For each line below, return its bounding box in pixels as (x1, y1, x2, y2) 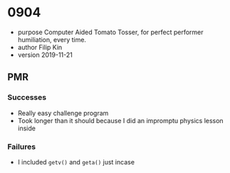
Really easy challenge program (17, 108, 109, 117)
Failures (7, 142, 36, 152)
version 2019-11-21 (17, 51, 73, 59)
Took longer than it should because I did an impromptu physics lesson (17, 116, 224, 125)
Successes (7, 93, 47, 103)
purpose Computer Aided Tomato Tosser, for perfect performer (17, 28, 204, 36)
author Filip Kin (17, 43, 63, 51)
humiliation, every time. (17, 35, 87, 43)
